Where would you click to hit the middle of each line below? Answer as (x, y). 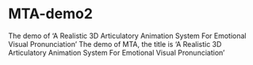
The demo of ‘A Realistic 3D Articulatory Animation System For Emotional (128, 36)
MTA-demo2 (51, 14)
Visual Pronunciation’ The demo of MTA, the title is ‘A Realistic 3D (115, 44)
